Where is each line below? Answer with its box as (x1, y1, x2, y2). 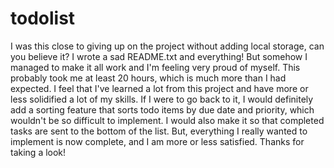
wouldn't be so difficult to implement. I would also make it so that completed (10, 114, 325, 126)
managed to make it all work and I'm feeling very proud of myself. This (10, 61, 301, 73)
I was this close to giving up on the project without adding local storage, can (10, 40, 325, 52)
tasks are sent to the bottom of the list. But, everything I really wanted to (10, 125, 308, 137)
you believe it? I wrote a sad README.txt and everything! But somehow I (10, 50, 308, 62)
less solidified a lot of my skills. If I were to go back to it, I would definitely (10, 93, 314, 105)
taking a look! (10, 146, 67, 158)
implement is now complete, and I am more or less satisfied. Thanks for (10, 135, 305, 147)
